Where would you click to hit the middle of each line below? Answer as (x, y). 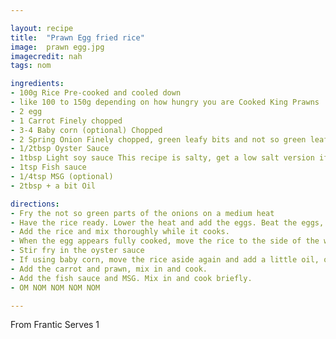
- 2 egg (26, 111)
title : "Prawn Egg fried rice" (77, 37)
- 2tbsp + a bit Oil (53, 186)
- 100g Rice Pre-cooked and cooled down (96, 93)
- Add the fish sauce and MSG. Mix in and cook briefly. (131, 278)
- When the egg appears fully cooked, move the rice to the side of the (165, 241)
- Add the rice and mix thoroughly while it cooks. (120, 232)
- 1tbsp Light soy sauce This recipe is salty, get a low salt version (162, 158)
